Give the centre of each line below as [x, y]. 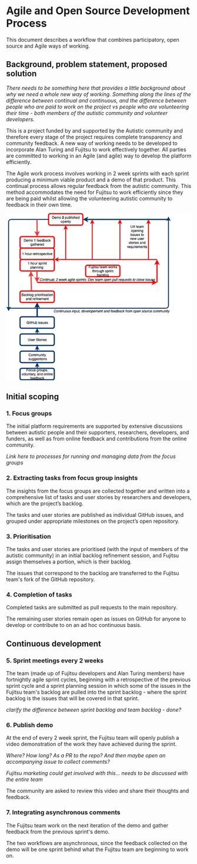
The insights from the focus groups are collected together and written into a [98, 491]
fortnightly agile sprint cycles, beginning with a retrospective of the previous [98, 680]
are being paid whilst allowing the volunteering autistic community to [89, 198]
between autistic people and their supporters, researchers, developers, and [98, 433]
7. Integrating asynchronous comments [63, 813]
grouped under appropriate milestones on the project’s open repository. [93, 521]
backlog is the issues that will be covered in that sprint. [73, 698]
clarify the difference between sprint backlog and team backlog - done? [94, 710]
